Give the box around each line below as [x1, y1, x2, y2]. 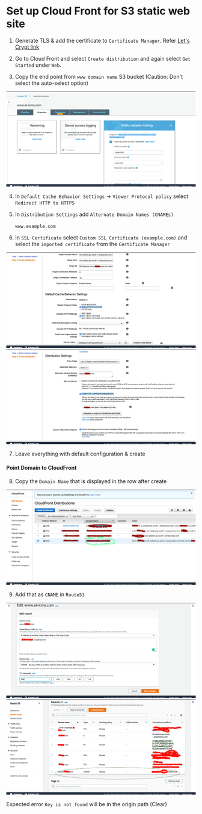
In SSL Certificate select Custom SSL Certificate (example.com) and [14, 234, 188, 241]
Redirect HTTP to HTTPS [14, 200, 75, 206]
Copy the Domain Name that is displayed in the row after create [14, 477, 167, 485]
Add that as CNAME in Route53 [14, 591, 85, 598]
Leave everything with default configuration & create [14, 450, 145, 458]
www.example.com [14, 224, 56, 230]
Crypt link [14, 43, 40, 51]
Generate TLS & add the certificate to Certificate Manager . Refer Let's [14, 37, 191, 44]
